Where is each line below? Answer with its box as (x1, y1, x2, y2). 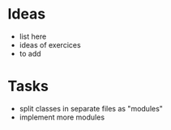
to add (19, 48, 41, 58)
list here (19, 31, 47, 41)
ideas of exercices (19, 40, 82, 49)
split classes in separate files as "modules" (19, 103, 164, 113)
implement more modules (19, 112, 105, 122)
